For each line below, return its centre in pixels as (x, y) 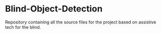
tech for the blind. (23, 27)
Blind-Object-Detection (54, 9)
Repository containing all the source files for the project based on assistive (80, 22)
